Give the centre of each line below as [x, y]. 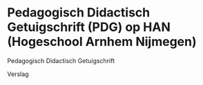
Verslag [18, 74]
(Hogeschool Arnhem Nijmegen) [102, 42]
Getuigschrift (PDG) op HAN [89, 27]
